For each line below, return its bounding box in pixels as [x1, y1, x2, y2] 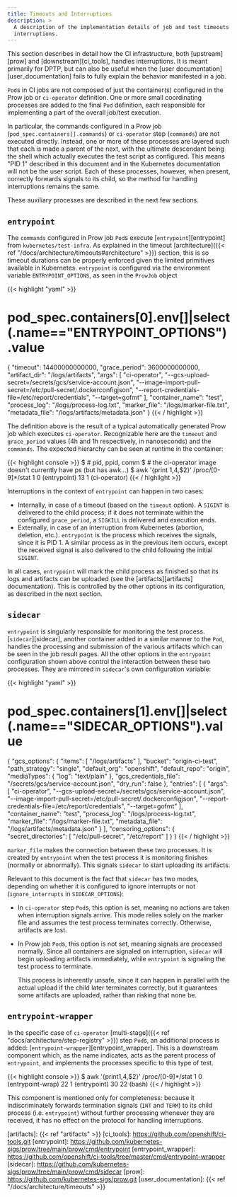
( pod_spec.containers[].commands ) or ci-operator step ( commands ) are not [7, 130, 220, 138]
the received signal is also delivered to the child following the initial [17, 546, 213, 554]
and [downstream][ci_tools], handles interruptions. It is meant [28, 57, 207, 66]
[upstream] [190, 50, 224, 58]
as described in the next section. [7, 590, 103, 598]
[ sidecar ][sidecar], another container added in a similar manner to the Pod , [7, 634, 224, 643]
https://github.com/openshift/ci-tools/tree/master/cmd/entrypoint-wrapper [7, 1152, 226, 1161]
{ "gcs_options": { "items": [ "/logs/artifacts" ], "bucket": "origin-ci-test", [7, 757, 218, 765]
